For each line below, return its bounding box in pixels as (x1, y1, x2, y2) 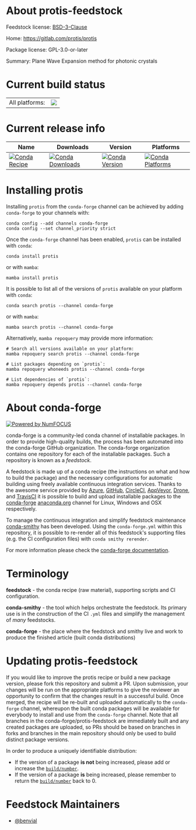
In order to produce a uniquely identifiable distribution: (6, 747, 137, 754)
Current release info (6, 122, 106, 135)
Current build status (6, 78, 106, 91)
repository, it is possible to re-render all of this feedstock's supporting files (6, 529, 185, 536)
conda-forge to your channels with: (6, 209, 90, 216)
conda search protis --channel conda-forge (6, 302, 114, 308)
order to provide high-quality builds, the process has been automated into (6, 438, 184, 445)
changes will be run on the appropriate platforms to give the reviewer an (6, 686, 180, 693)
